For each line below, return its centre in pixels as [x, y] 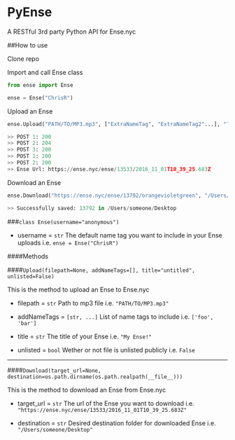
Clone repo [23, 59]
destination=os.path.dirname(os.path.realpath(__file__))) [95, 377]
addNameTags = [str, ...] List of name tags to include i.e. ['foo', [115, 317]
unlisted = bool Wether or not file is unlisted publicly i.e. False [106, 350]
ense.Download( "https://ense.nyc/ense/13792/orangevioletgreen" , [104, 195]
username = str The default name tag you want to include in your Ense [120, 235]
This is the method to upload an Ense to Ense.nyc [78, 289]
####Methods [28, 256]
